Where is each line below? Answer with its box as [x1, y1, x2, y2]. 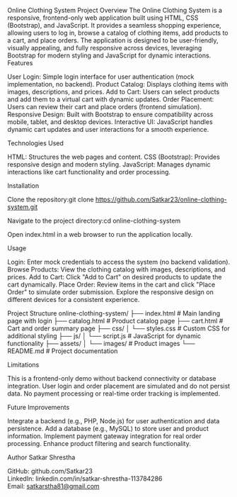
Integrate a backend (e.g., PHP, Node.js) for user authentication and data [7, 417, 220, 425]
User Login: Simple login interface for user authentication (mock [7, 72, 195, 81]
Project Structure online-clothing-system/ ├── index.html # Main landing [7, 309, 221, 318]
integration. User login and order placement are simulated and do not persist [7, 382, 231, 390]
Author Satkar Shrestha [7, 453, 76, 462]
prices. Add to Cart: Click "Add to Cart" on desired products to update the [7, 273, 222, 281]
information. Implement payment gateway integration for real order [7, 432, 202, 440]
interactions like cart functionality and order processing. [7, 168, 171, 176]
